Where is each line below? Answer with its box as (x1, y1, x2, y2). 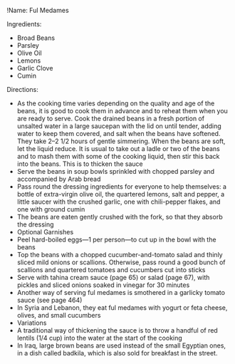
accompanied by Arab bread (16, 175, 101, 183)
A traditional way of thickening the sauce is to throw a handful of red (16, 326, 218, 334)
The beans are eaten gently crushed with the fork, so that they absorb (16, 213, 223, 221)
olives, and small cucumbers (16, 311, 101, 319)
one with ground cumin (16, 205, 85, 213)
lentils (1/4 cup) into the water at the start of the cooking (16, 334, 182, 342)
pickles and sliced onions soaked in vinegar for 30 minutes (16, 281, 190, 289)
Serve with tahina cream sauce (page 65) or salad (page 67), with (16, 274, 210, 281)
